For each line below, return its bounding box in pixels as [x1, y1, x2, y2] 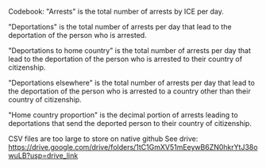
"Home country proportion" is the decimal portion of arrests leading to [8, 110, 238, 120]
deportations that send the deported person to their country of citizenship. [8, 119, 253, 128]
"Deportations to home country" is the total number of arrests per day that [8, 46, 252, 55]
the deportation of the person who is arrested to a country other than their [8, 86, 252, 96]
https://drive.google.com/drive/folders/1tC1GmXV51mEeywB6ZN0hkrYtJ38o [8, 143, 258, 151]
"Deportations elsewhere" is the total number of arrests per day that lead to [8, 78, 256, 87]
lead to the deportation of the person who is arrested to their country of [8, 55, 243, 63]
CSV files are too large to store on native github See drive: [8, 134, 199, 143]
